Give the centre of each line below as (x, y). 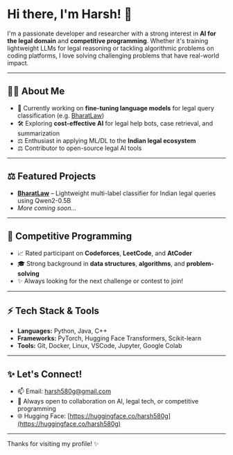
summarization (38, 133)
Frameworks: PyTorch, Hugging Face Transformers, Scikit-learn (109, 338)
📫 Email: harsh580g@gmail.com (64, 391)
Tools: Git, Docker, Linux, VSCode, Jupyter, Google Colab (100, 346)
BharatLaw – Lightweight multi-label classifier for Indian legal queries (116, 193)
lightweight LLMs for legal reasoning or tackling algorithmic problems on (111, 48)
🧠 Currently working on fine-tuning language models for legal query (116, 108)
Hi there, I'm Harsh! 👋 (70, 14)
